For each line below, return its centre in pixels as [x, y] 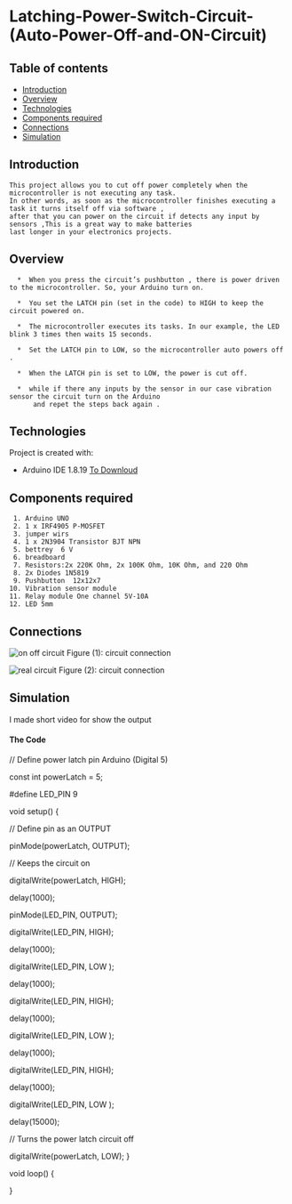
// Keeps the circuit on [50, 863]
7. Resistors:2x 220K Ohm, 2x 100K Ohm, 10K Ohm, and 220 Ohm [130, 566]
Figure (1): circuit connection [118, 653]
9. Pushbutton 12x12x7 [57, 581]
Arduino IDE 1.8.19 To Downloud [80, 470]
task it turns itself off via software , [87, 208]
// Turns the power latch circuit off [72, 1139]
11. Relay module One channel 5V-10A [79, 597]
